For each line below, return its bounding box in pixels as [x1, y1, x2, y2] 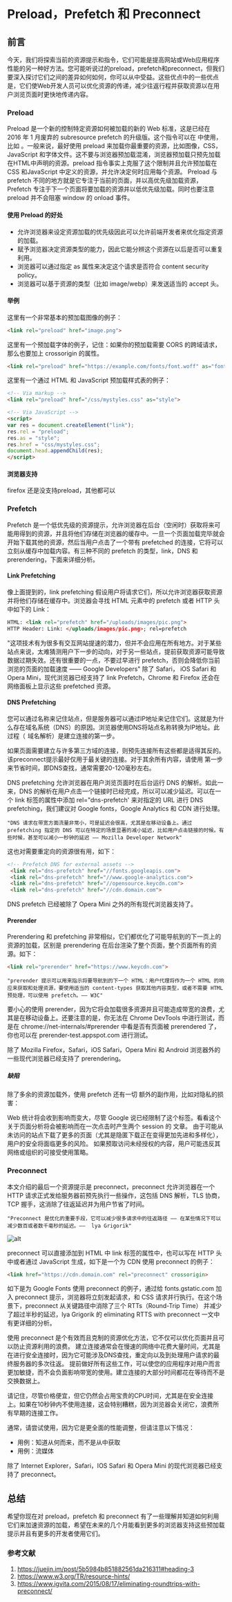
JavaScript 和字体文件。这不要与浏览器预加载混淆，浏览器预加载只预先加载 [7, 150, 221, 159]
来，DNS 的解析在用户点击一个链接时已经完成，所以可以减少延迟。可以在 [7, 786, 215, 795]
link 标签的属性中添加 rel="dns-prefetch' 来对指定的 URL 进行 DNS [14, 795, 204, 804]
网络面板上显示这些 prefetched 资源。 [7, 682, 115, 690]
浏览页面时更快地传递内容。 [12, 91, 92, 98]
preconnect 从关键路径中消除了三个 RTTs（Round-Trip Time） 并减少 [25, 1302, 222, 1310]
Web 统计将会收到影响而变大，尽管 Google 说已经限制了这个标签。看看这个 [7, 1114, 222, 1122]
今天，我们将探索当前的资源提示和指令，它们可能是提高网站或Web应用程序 [7, 56, 220, 64]
